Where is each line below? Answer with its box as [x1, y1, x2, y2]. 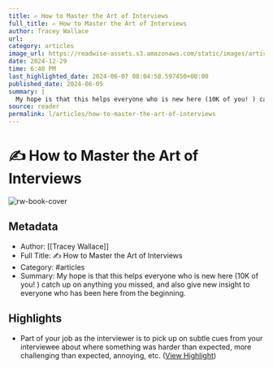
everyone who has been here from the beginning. [19, 288, 186, 297]
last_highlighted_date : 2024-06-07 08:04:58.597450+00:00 [8, 72, 209, 80]
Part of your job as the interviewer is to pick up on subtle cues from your [19, 333, 263, 343]
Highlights [8, 312, 63, 326]
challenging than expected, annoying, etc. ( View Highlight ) [19, 350, 217, 360]
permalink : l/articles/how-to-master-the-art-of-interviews [8, 110, 217, 119]
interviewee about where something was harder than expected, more [19, 342, 252, 352]
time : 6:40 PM [8, 65, 57, 73]
